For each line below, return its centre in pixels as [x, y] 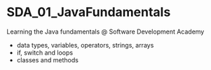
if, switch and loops [45, 52]
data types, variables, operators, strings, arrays [85, 45]
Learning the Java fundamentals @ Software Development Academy [105, 31]
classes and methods [47, 59]
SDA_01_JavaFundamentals [89, 12]
